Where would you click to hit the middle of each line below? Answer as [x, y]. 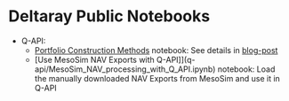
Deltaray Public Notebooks [109, 16]
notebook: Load [246, 69]
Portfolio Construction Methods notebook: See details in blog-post [156, 50]
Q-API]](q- [176, 59]
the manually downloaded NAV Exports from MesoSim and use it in [157, 78]
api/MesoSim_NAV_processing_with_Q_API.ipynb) [125, 69]
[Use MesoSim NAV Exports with [94, 59]
